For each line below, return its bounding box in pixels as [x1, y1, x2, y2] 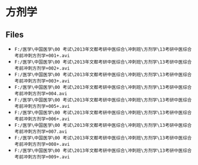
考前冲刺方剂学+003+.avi [14, 78, 70, 84]
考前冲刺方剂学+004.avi [14, 91, 68, 96]
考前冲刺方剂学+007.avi [14, 129, 68, 135]
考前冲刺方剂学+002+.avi [14, 66, 70, 71]
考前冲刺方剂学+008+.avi [14, 141, 70, 147]
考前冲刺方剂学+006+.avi [14, 116, 70, 122]
